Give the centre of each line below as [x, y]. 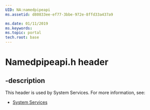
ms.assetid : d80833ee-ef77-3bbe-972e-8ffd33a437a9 [59, 14]
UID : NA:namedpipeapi [28, 10]
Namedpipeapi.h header [57, 62]
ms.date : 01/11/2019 [27, 23]
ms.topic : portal [23, 33]
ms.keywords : [19, 28]
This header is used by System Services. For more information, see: [75, 92]
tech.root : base [22, 37]
